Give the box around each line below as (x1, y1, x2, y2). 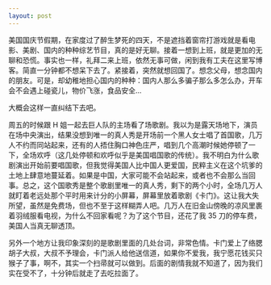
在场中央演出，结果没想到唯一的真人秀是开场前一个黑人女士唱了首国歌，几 (8, 130, 256, 140)
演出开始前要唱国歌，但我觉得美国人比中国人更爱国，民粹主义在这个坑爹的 (15, 160, 263, 170)
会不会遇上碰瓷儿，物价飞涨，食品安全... (8, 86, 143, 95)
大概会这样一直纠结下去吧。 (8, 103, 101, 112)
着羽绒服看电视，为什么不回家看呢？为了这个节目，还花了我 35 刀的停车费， (8, 211, 261, 220)
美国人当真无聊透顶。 (8, 220, 79, 230)
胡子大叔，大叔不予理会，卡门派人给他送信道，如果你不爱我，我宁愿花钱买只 (8, 248, 263, 258)
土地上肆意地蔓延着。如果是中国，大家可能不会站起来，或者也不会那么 (8, 170, 242, 180)
